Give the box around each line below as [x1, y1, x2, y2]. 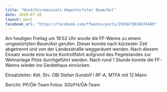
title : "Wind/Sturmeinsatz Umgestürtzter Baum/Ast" [5, 7, 116, 13]
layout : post [5, 17, 33, 22]
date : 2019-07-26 [5, 12, 42, 17]
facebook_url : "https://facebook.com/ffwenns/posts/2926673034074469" [5, 21, 157, 27]
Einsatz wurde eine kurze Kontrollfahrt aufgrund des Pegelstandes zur [5, 52, 151, 58]
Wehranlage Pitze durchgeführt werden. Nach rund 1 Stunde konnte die [5, 57, 154, 63]
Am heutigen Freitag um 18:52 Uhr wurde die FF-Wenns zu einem [5, 35, 141, 41]
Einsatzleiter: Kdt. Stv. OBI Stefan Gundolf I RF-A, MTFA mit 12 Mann [5, 72, 147, 78]
